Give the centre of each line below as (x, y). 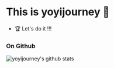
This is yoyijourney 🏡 (58, 12)
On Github (21, 46)
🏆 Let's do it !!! (33, 28)
